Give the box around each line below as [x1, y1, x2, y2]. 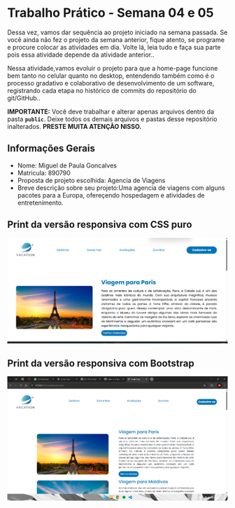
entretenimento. [17, 198, 64, 207]
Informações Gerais [7, 142, 96, 155]
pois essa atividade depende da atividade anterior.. [7, 50, 155, 59]
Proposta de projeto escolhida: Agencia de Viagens [17, 176, 166, 184]
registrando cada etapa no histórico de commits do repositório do [7, 86, 197, 95]
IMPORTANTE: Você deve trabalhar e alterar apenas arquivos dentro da [7, 107, 215, 116]
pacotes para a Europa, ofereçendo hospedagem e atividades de [17, 191, 205, 199]
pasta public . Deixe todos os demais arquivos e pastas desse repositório [7, 114, 218, 123]
